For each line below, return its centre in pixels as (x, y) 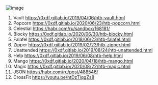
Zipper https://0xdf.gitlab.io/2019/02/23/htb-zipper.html (72, 45)
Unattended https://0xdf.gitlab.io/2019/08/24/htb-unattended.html (83, 50)
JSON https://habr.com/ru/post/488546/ (56, 72)
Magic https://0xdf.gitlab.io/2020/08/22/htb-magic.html (72, 66)
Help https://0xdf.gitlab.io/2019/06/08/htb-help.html (68, 55)
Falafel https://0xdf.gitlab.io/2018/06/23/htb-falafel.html (72, 39)
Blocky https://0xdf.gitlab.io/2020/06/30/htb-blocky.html (73, 34)
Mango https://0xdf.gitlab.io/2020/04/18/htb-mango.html (73, 61)
